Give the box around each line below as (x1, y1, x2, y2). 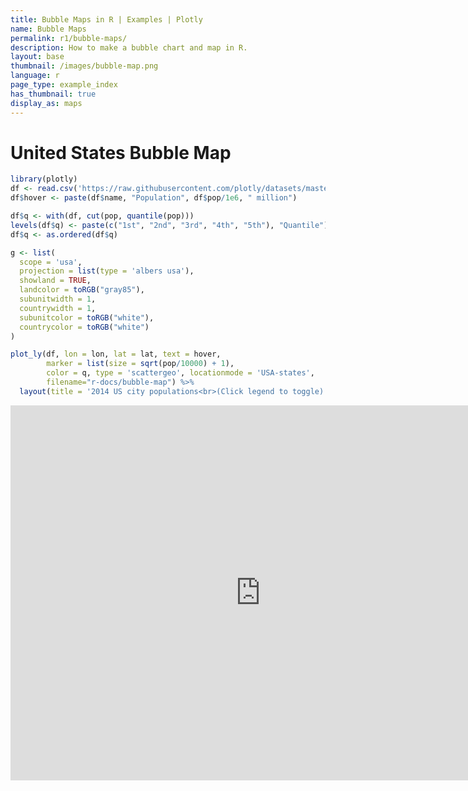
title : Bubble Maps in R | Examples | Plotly (10, 14, 203, 25)
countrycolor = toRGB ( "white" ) (19, 322, 150, 332)
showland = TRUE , (19, 276, 92, 286)
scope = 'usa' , (19, 257, 83, 267)
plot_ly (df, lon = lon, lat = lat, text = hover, (10, 349, 222, 360)
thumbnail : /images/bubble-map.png (10, 61, 159, 71)
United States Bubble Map (10, 141, 232, 164)
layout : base (10, 52, 65, 62)
